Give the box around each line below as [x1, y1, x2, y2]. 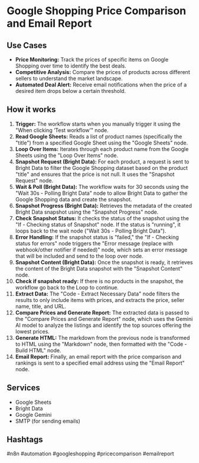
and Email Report [6, 17, 92, 30]
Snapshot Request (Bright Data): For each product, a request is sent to [15, 158, 190, 165]
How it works [6, 105, 56, 115]
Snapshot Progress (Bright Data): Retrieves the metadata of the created [15, 202, 193, 209]
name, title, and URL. [15, 303, 67, 310]
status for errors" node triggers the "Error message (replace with [15, 240, 174, 247]
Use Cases [6, 40, 47, 50]
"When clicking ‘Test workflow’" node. [15, 126, 109, 134]
